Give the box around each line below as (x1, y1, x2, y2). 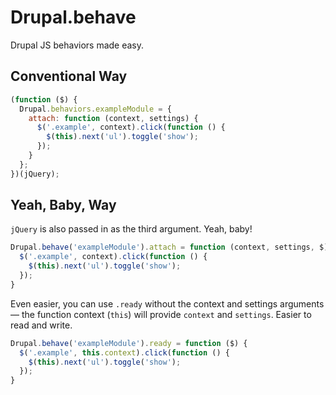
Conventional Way (10, 68, 128, 85)
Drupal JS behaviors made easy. (10, 39, 145, 51)
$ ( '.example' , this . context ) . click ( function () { (19, 347, 230, 358)
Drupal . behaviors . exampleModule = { (19, 104, 172, 114)
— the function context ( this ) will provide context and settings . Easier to (10, 308, 312, 320)
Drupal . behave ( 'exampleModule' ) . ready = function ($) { (10, 338, 248, 348)
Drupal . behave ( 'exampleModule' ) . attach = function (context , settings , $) (10, 242, 329, 253)
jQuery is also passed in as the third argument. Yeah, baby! (10, 223, 253, 235)
